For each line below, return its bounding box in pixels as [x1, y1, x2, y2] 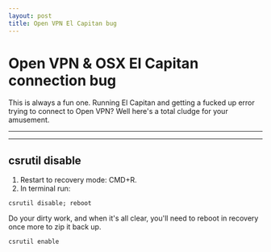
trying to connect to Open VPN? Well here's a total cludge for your [8, 107, 228, 116]
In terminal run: [19, 183, 71, 194]
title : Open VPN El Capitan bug [8, 19, 117, 27]
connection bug [8, 71, 117, 90]
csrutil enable [8, 237, 60, 246]
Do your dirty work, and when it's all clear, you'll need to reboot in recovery [8, 213, 259, 223]
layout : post [8, 11, 52, 20]
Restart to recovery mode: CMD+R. [19, 175, 137, 185]
